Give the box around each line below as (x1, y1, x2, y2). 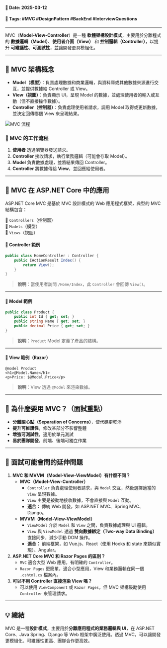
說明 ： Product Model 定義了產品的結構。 (17, 338, 101, 344)
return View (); (23, 262, 55, 268)
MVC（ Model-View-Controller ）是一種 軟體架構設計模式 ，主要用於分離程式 (5, 32, 162, 38)
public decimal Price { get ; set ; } (14, 324, 90, 329)
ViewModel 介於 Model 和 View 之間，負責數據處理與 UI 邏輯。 (27, 522, 151, 528)
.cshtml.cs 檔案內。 (19, 571, 61, 577)
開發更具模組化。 (63, 44, 98, 50)
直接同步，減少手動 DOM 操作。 (27, 534, 93, 540)
